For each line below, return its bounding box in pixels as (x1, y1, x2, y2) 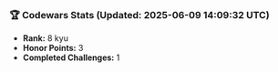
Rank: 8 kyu (22, 33, 68, 44)
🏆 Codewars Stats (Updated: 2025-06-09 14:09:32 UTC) (9, 8, 271, 21)
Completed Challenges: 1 (22, 52, 120, 63)
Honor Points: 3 (22, 43, 84, 54)
